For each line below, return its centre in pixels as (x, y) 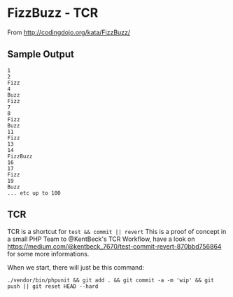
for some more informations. (48, 254)
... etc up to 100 (34, 193)
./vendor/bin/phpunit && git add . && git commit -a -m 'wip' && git (111, 280)
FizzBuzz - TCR (53, 13)
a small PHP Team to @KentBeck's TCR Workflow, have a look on (101, 239)
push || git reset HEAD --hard (53, 286)
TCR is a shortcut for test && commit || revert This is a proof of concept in (117, 231)
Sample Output (41, 54)
